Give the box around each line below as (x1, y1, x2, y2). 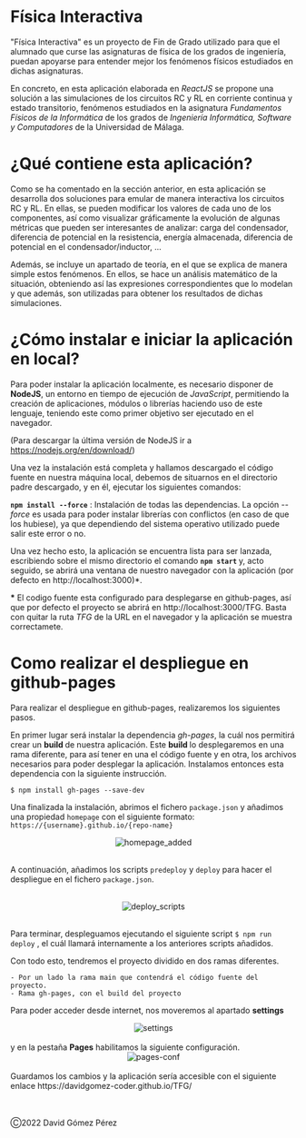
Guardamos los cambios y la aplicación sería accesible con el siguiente (10, 1070, 277, 1082)
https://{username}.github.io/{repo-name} (10, 820, 173, 830)
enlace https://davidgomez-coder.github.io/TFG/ (10, 1080, 192, 1091)
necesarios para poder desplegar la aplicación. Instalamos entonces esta (10, 758, 284, 769)
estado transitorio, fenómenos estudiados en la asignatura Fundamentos (10, 102, 282, 113)
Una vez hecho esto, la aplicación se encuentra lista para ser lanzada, (10, 545, 272, 556)
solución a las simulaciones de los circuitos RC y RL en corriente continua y (10, 93, 293, 104)
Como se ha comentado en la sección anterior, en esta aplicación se (10, 183, 266, 194)
